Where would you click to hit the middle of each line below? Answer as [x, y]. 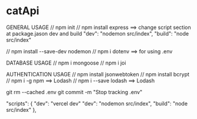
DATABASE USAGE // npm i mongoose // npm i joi [66, 63]
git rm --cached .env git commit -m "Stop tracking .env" [74, 92]
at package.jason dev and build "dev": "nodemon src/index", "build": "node [98, 33]
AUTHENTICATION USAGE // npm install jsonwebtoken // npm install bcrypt [98, 74]
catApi [23, 11]
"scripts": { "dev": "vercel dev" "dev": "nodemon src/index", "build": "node [97, 103]
